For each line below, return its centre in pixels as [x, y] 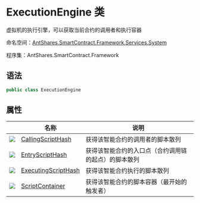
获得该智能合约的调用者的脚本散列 [133, 139]
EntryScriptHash [44, 155]
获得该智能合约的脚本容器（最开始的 [136, 182]
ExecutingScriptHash [51, 170]
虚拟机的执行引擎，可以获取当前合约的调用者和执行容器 [74, 30]
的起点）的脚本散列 [112, 160]
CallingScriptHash [46, 139]
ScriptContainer [43, 186]
